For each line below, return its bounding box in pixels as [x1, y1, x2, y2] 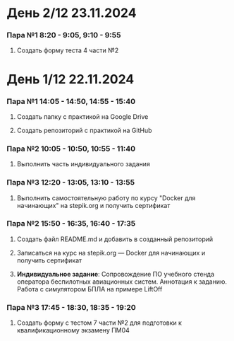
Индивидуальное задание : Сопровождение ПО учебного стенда [16, 270, 215, 278]
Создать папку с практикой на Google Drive [16, 112, 149, 121]
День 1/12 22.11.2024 [6, 71, 135, 87]
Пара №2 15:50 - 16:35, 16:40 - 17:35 [6, 219, 136, 229]
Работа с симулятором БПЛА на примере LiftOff [16, 284, 163, 293]
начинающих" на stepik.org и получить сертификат [16, 201, 171, 209]
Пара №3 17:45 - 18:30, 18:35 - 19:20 [6, 302, 137, 312]
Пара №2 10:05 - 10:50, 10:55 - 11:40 [6, 144, 136, 154]
